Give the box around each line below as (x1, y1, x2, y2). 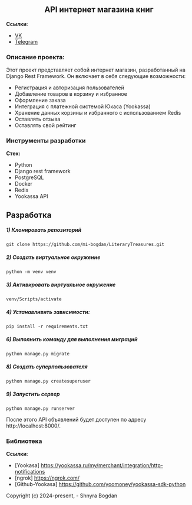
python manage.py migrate (6, 351, 69, 357)
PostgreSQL (14, 174, 44, 181)
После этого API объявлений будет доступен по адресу (6, 416, 147, 423)
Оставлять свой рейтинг (14, 122, 77, 129)
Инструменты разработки (6, 137, 86, 145)
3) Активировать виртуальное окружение (6, 281, 116, 289)
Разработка (6, 210, 52, 220)
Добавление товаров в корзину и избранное (14, 90, 128, 98)
